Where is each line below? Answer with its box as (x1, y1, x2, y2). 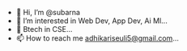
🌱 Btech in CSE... (15, 25, 73, 33)
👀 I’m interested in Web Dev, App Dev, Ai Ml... (15, 16, 168, 25)
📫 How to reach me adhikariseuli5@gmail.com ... (15, 33, 180, 43)
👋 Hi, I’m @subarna (15, 8, 81, 17)
